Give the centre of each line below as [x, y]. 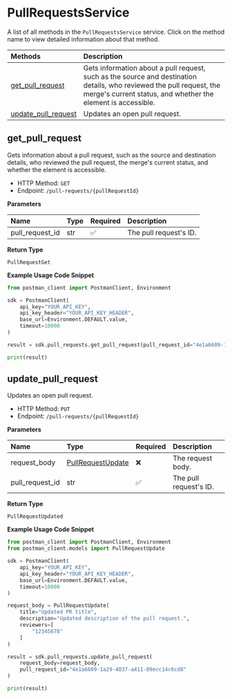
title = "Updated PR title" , [58, 612]
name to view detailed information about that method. [84, 39]
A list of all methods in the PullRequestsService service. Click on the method [116, 32]
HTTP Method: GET [43, 183]
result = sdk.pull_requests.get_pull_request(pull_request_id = [100, 345]
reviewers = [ [37, 625]
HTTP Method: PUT [43, 409]
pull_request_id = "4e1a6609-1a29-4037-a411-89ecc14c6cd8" [103, 670]
